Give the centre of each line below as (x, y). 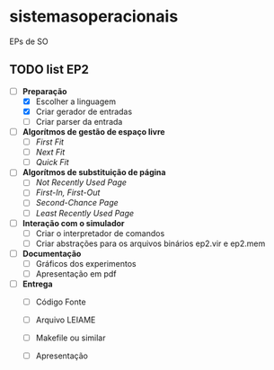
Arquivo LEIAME (66, 320)
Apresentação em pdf (76, 273)
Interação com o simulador (73, 223)
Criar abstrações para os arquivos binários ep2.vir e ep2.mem (150, 243)
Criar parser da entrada (79, 121)
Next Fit (50, 152)
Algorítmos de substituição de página (94, 172)
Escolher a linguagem (76, 101)
